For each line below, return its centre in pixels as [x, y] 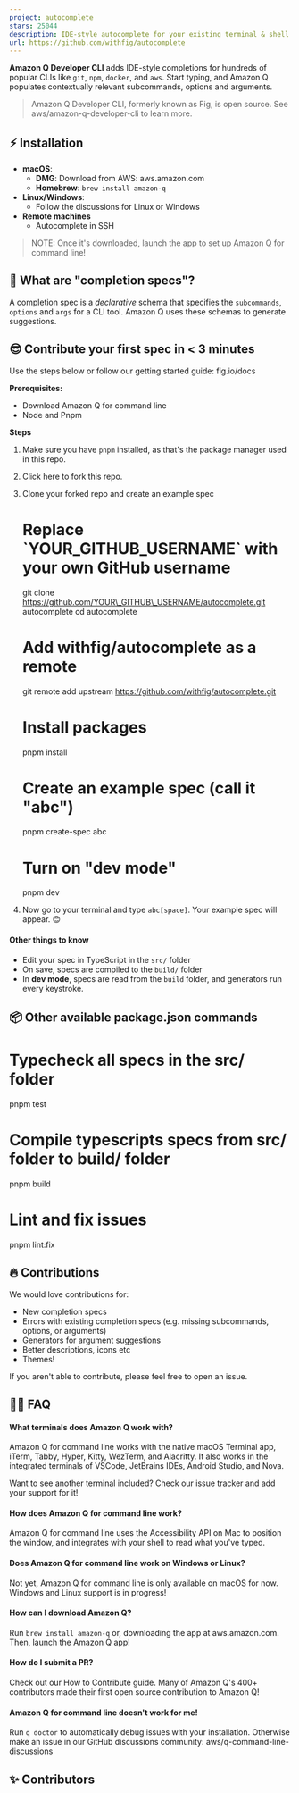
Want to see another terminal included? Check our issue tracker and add [142, 1483]
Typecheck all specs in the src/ [127, 1060]
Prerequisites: [36, 388]
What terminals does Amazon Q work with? [91, 1427]
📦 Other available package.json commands [133, 1017]
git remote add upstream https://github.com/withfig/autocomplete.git [149, 691]
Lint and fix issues [78, 1220]
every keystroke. [53, 988]
